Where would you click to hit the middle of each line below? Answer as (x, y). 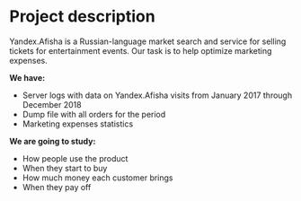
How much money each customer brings (97, 178)
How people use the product (75, 158)
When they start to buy (65, 168)
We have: (27, 77)
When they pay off (57, 187)
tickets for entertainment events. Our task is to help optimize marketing (141, 50)
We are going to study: (53, 141)
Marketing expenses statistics (78, 124)
